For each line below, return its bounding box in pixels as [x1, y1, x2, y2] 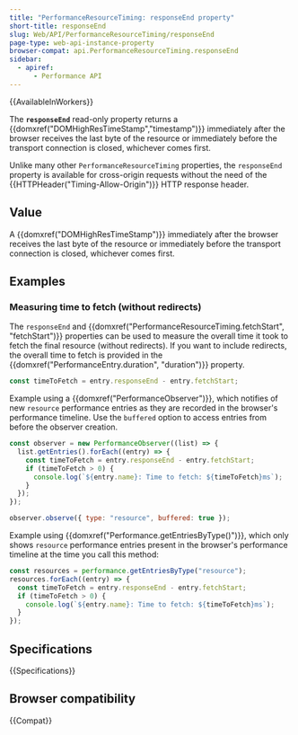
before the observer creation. [9, 421, 118, 432]
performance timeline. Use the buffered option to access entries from [9, 412, 267, 423]
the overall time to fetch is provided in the [9, 350, 163, 360]
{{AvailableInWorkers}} [9, 96, 94, 107]
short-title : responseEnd [9, 22, 106, 31]
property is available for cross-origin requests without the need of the [9, 169, 267, 180]
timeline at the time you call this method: [9, 549, 159, 560]
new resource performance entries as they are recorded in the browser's [9, 403, 278, 413]
